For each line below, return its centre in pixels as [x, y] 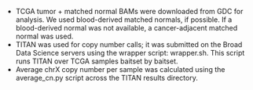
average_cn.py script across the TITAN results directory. [106, 78]
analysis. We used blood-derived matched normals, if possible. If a [124, 20]
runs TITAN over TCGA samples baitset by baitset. [97, 61]
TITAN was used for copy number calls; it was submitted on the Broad [129, 45]
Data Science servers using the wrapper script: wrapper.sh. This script [130, 53]
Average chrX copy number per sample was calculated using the [120, 69]
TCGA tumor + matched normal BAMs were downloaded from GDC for [129, 11]
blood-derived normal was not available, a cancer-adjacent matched [126, 28]
